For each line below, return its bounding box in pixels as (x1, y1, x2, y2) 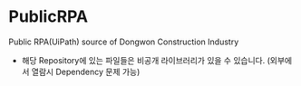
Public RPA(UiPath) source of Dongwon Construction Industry (8, 36, 239, 47)
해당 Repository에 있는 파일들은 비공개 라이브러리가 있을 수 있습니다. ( (21, 54, 271, 65)
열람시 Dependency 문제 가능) (31, 66, 141, 77)
